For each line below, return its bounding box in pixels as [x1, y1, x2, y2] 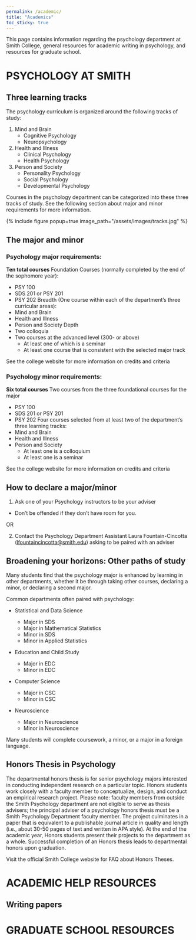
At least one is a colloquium [23, 448, 91, 455]
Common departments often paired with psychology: [6, 595, 134, 602]
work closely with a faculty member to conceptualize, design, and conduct [6, 788, 187, 795]
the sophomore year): [6, 272, 59, 279]
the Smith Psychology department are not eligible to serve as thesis [6, 800, 170, 807]
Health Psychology [23, 157, 69, 164]
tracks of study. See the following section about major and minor [6, 200, 163, 207]
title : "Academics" [6, 14, 54, 20]
